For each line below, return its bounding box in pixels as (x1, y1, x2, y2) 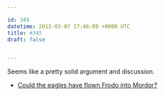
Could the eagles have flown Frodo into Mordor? (17, 81, 158, 90)
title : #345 (7, 29, 42, 36)
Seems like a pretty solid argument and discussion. (7, 67, 155, 76)
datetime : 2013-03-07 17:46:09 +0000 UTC (7, 22, 131, 30)
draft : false (7, 36, 46, 43)
